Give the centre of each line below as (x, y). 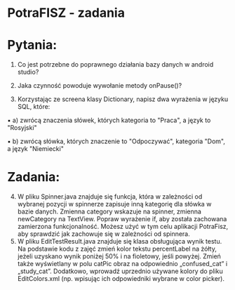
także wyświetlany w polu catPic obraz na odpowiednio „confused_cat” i (122, 264)
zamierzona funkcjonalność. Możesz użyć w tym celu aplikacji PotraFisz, (123, 227)
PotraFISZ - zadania (66, 13)
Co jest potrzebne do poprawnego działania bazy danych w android (115, 65)
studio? (28, 72)
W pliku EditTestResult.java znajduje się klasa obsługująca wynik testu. (120, 242)
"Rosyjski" (22, 128)
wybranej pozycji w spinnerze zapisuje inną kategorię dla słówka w (114, 204)
